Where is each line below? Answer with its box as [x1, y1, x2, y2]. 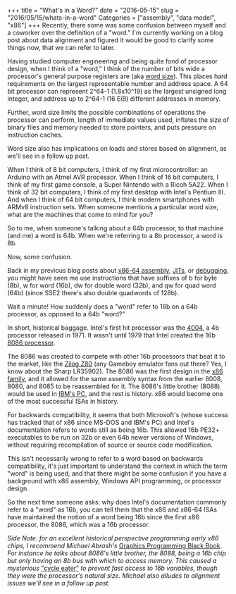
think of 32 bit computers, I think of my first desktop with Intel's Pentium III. [7, 188, 225, 196]
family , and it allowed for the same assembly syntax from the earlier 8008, [7, 375, 223, 383]
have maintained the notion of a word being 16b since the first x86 [7, 513, 199, 521]
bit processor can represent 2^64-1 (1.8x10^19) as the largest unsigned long [7, 87, 227, 95]
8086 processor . [7, 338, 56, 347]
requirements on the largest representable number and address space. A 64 [7, 80, 228, 87]
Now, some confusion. [7, 253, 73, 261]
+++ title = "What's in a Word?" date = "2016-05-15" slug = [7, 6, 180, 14]
